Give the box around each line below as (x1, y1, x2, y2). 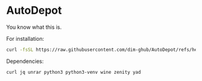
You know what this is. (6, 23, 62, 31)
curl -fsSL (6, 46, 34, 53)
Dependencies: (6, 58, 44, 65)
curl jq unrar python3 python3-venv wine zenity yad (6, 69, 141, 75)
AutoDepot (6, 4, 62, 17)
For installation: (6, 35, 44, 42)
